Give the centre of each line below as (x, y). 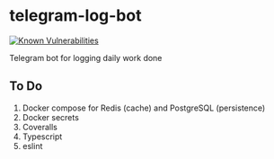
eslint (32, 146)
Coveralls (40, 127)
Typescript (42, 137)
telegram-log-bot (75, 16)
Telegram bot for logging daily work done (86, 57)
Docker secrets (50, 117)
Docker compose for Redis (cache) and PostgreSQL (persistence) (144, 108)
